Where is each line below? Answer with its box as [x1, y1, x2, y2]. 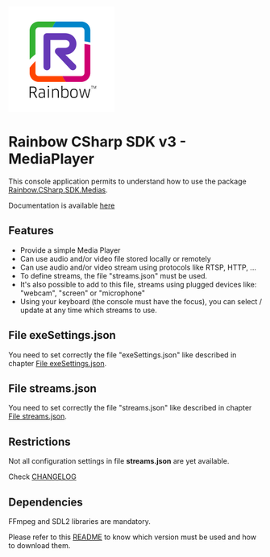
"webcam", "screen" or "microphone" [19, 288, 146, 298]
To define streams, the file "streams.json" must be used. [19, 270, 208, 280]
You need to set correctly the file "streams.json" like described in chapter [8, 403, 252, 413]
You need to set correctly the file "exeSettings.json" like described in [8, 349, 237, 360]
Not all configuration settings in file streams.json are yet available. [8, 456, 230, 466]
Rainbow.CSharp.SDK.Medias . [8, 184, 109, 195]
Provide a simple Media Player [19, 245, 121, 255]
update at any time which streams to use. [19, 305, 157, 315]
